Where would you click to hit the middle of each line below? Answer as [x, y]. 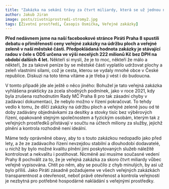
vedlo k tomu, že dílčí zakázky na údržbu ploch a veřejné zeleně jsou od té [82, 107]
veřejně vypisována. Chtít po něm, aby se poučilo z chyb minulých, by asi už [84, 165]
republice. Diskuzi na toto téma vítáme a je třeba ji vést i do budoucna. [78, 76]
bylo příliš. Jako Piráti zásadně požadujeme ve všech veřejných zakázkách [82, 170]
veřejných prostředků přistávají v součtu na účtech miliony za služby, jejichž [84, 123]
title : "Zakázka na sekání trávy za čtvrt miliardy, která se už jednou [83, 10]
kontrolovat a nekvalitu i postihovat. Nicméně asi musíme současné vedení [82, 154]
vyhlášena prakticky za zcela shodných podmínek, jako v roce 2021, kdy [80, 91]
